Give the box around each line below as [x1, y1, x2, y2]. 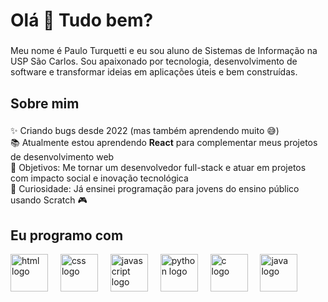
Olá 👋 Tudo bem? [10, 9, 154, 32]
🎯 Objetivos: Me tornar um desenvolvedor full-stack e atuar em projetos [10, 162, 307, 174]
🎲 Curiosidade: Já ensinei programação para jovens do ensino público [10, 183, 300, 195]
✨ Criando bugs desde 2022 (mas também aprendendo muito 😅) [10, 125, 280, 137]
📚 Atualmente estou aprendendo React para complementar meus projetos [10, 137, 318, 149]
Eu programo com [10, 227, 124, 244]
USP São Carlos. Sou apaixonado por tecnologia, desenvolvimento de [10, 55, 298, 68]
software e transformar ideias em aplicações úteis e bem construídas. [10, 66, 298, 78]
